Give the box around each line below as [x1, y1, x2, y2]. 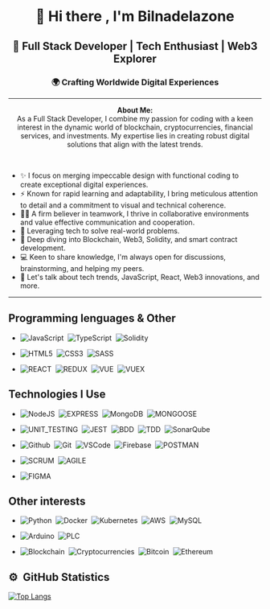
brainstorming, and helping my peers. [19, 263, 145, 273]
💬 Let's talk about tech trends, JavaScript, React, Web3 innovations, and [19, 272, 260, 282]
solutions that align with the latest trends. [67, 139, 203, 149]
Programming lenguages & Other [8, 311, 177, 325]
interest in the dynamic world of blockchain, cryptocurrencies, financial [17, 122, 253, 132]
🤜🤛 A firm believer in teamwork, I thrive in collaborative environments [19, 208, 249, 218]
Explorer [113, 51, 157, 65]
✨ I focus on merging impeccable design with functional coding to [19, 171, 239, 180]
